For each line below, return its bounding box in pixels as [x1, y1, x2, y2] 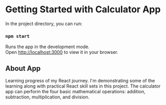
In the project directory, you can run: [5, 20, 82, 27]
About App [5, 64, 41, 73]
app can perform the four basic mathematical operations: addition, [5, 89, 146, 95]
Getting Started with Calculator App [5, 4, 161, 15]
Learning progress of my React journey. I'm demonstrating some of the [5, 78, 155, 84]
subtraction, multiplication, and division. [5, 94, 90, 100]
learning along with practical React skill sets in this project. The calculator [5, 83, 161, 89]
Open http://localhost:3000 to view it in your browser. [5, 49, 119, 55]
